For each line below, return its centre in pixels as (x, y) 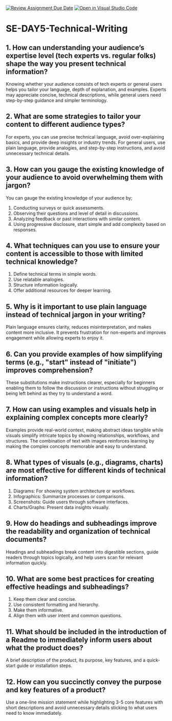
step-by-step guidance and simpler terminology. (57, 100)
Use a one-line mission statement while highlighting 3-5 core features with (84, 702)
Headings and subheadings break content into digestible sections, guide (82, 552)
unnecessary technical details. (38, 153)
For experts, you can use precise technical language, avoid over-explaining (85, 137)
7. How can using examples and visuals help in (81, 410)
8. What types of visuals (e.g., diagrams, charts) (84, 462)
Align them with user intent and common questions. (68, 616)
